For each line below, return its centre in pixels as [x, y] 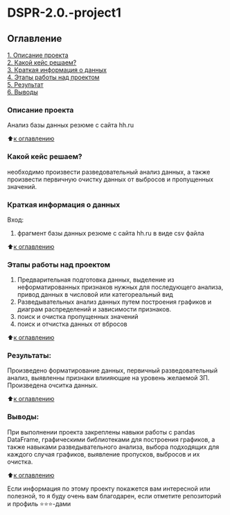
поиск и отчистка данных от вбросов [72, 324]
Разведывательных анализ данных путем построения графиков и [114, 302]
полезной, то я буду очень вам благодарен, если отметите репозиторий [114, 496]
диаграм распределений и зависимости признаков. [94, 309]
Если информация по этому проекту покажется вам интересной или [109, 489]
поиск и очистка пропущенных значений [78, 317]
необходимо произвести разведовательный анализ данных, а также [109, 172]
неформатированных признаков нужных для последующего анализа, [120, 287]
